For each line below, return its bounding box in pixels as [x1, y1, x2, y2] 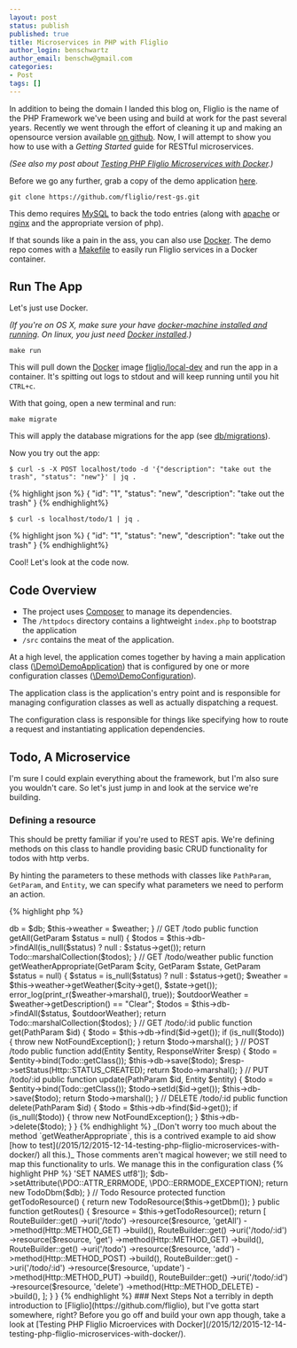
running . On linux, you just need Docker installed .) [9, 329, 192, 340]
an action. [9, 889, 46, 900]
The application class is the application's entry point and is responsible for [9, 688, 281, 699]
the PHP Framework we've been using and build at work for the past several [9, 113, 287, 123]
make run [9, 347, 42, 356]
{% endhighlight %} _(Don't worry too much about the [79, 1121, 277, 1132]
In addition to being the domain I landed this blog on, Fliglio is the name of [9, 103, 279, 114]
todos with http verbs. [9, 853, 90, 864]
